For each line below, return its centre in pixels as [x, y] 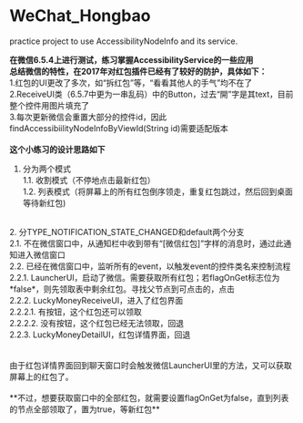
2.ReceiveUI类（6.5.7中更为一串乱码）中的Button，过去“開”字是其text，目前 [151, 94]
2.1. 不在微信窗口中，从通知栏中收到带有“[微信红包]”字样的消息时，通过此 [146, 243]
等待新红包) [44, 202]
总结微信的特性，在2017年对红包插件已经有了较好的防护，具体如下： [138, 71]
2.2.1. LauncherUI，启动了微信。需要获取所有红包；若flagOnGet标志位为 [145, 277]
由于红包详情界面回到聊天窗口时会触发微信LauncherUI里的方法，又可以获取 [151, 365]
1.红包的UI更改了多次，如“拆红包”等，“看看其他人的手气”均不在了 [131, 82]
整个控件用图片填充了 [49, 105]
